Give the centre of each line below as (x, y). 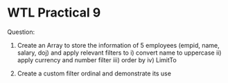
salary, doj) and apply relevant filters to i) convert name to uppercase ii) (119, 53)
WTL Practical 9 (54, 13)
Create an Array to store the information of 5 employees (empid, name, (118, 45)
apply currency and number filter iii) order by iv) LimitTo (97, 59)
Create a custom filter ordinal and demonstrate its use (94, 73)
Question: (21, 32)
